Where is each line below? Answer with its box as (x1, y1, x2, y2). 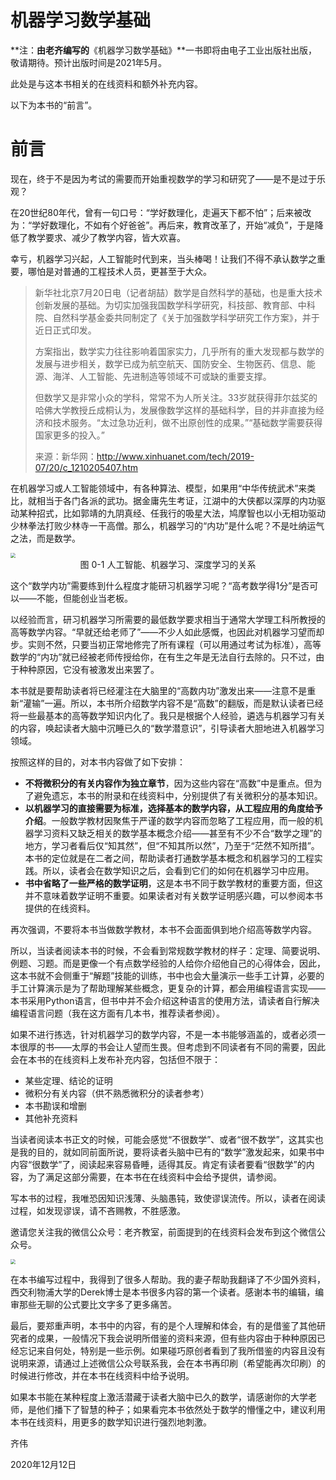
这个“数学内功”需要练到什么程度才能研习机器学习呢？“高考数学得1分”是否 (10, 579, 310, 591)
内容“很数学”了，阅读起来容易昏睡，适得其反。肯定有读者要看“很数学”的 (10, 1158, 307, 1170)
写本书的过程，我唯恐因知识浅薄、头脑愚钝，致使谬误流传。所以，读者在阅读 (10, 1192, 326, 1204)
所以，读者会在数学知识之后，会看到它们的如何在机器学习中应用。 (42, 864, 315, 876)
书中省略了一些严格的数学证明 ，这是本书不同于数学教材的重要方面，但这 (24, 877, 323, 889)
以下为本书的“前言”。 (10, 99, 98, 111)
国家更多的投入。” (34, 429, 105, 441)
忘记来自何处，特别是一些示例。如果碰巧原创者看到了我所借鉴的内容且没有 (18, 1344, 326, 1356)
